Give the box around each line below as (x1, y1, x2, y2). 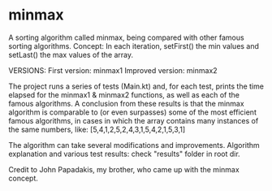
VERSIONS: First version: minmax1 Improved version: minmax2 (8, 65, 218, 75)
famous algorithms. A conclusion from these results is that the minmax (8, 98, 245, 108)
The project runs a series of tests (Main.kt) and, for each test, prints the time (8, 81, 264, 91)
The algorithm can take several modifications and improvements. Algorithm (8, 140, 260, 150)
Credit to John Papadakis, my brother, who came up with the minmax (8, 164, 240, 174)
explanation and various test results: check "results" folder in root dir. (8, 149, 241, 158)
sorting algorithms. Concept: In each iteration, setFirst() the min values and (8, 41, 260, 50)
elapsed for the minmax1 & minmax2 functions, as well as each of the (8, 89, 240, 99)
